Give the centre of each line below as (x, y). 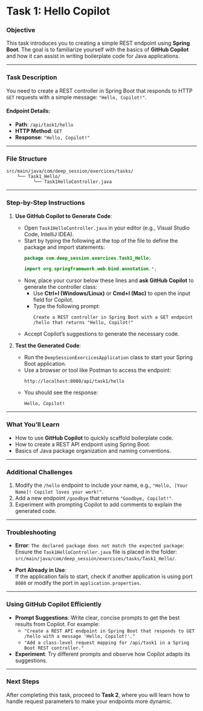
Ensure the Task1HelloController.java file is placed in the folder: (96, 552)
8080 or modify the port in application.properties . (78, 583)
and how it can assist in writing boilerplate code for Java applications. (93, 56)
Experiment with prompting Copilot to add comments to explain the (98, 504)
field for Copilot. (53, 300)
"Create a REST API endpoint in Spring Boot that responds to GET (109, 631)
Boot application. (45, 364)
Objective (21, 30)
